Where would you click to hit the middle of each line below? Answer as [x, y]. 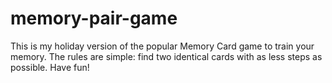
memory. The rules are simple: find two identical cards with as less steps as [166, 56]
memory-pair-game [94, 18]
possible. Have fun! [50, 67]
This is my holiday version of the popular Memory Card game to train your [162, 46]
